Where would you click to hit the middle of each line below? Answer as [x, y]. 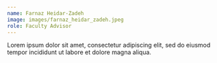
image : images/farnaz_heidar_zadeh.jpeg [66, 20]
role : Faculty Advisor [39, 26]
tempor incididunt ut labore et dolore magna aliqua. [79, 52]
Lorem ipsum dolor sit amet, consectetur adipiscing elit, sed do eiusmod [109, 45]
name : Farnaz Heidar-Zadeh [46, 13]
